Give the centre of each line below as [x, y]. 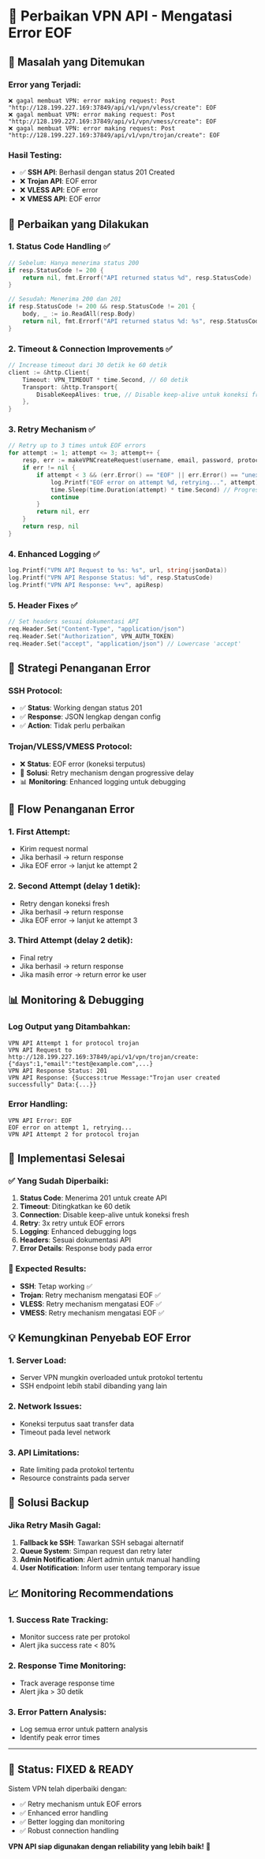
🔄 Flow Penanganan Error [72, 809]
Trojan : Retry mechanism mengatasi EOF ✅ [90, 1295]
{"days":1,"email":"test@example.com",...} [81, 1064]
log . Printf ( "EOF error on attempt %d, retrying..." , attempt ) [155, 482]
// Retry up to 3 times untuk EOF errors [77, 446]
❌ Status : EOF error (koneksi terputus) [82, 764]
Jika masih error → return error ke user [83, 974]
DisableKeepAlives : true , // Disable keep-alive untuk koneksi [142, 395]
